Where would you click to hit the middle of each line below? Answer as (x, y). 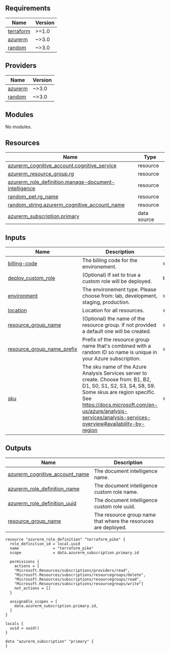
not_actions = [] (33, 588)
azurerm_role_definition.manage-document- (61, 182)
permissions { (25, 561)
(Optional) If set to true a (111, 275)
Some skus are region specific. (119, 392)
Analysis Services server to (115, 373)
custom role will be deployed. (117, 281)
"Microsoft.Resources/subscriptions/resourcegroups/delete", (80, 575)
